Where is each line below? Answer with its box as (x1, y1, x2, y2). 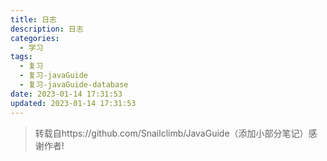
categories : (10, 33, 60, 43)
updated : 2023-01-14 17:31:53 (10, 98, 137, 108)
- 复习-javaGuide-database (19, 80, 129, 90)
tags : (10, 52, 33, 62)
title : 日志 (10, 14, 57, 25)
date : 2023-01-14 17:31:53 (10, 89, 123, 99)
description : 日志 (10, 24, 84, 34)
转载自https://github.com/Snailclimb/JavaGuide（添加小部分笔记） (34, 127, 309, 139)
